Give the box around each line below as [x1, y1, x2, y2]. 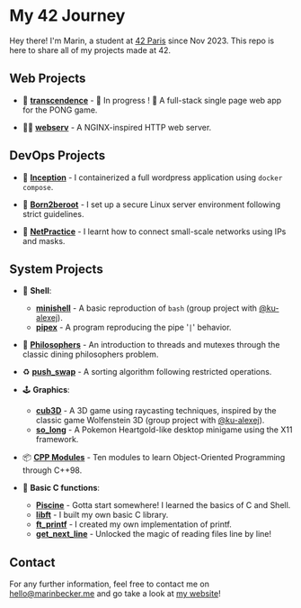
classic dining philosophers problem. [22, 349, 159, 360]
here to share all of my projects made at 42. [9, 44, 172, 55]
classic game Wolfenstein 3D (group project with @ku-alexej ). [35, 415, 265, 426]
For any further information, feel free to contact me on [9, 578, 209, 590]
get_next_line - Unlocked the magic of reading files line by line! [35, 529, 272, 540]
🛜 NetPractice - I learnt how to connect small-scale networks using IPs [22, 226, 287, 237]
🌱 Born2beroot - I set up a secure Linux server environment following [22, 199, 281, 210]
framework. [35, 434, 79, 445]
